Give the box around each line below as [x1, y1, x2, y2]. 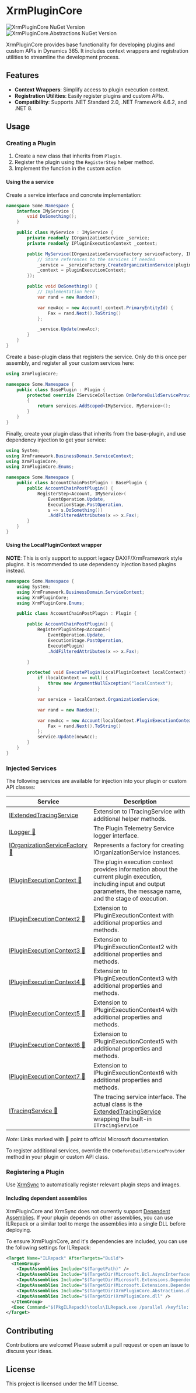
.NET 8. [14, 104, 33, 112]
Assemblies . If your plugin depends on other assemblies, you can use [6, 1214, 173, 1221]
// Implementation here [37, 289, 95, 295]
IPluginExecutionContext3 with [93, 974, 178, 983]
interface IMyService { [16, 208, 75, 214]
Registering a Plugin [6, 1168, 64, 1176]
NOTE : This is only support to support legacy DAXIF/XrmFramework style [6, 555, 183, 562]
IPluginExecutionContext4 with [93, 1006, 178, 1014]
